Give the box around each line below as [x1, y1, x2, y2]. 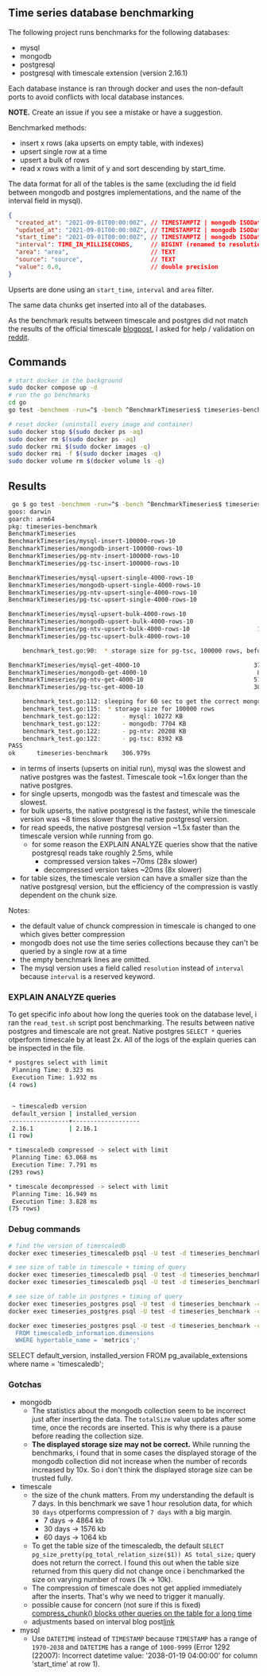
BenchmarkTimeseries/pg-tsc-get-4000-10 [8, 683, 145, 691]
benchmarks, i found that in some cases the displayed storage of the [31, 1448, 257, 1457]
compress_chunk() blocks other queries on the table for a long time [31, 1608, 253, 1618]
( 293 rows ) [8, 1168, 44, 1176]
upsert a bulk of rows [19, 155, 90, 165]
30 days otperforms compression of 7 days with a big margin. [31, 1507, 233, 1516]
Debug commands [8, 1224, 81, 1235]
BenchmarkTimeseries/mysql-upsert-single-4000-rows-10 [8, 574, 194, 582]
